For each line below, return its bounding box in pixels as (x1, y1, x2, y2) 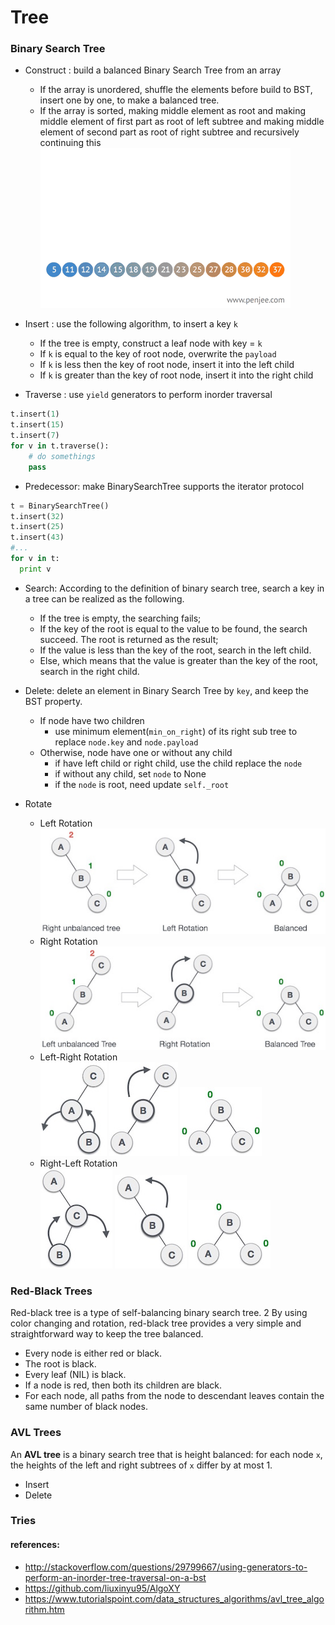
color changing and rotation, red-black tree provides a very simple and (10, 1317, 302, 1330)
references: (10, 1539, 60, 1551)
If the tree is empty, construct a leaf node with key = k (39, 337, 263, 350)
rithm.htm (24, 1603, 65, 1615)
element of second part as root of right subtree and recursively (39, 126, 300, 138)
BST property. (24, 695, 83, 707)
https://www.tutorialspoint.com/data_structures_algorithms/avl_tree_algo (24, 1592, 325, 1605)
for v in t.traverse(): (10, 441, 110, 451)
